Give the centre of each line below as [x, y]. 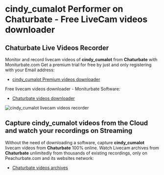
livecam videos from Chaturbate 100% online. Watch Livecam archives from [82, 148]
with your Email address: [30, 70]
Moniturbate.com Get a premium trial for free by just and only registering [78, 65]
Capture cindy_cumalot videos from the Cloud [77, 123]
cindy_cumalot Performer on [64, 9]
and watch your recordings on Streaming [69, 131]
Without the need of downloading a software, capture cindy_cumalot [75, 142]
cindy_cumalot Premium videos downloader [56, 79]
